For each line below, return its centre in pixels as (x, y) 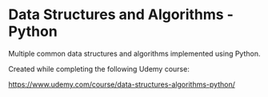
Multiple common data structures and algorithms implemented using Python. (134, 53)
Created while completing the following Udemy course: (99, 68)
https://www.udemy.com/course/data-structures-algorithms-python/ (122, 84)
